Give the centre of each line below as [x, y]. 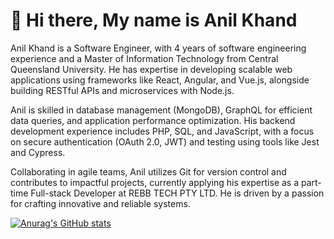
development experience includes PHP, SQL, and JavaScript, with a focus [162, 131]
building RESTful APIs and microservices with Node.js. [122, 90]
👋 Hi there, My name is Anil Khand [154, 20]
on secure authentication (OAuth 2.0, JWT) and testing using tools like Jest [165, 141]
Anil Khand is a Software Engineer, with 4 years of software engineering [158, 48]
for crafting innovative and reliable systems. [100, 203]
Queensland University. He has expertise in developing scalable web [151, 69]
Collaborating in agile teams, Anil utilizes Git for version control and [148, 171]
